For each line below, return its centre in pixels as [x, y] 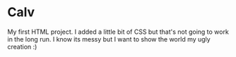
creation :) [22, 46]
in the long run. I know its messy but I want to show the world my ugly [109, 39]
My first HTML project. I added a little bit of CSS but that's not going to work [118, 32]
